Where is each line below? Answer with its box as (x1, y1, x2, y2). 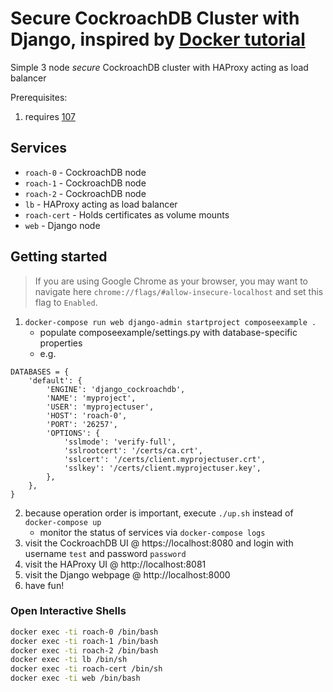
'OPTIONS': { (46, 428, 101, 438)
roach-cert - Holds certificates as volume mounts (24, 208, 230, 221)
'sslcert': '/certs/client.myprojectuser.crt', (63, 454, 267, 464)
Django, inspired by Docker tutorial (10, 28, 306, 51)
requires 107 (24, 110, 76, 122)
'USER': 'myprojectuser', (46, 402, 155, 412)
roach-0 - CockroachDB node (24, 166, 147, 178)
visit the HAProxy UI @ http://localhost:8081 (24, 558, 207, 570)
